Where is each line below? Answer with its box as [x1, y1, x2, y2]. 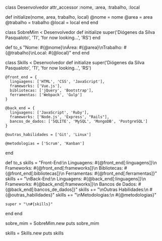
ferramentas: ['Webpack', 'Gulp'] [10, 92, 82, 98]
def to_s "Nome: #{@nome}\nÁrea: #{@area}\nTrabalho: [5, 44, 123, 50]
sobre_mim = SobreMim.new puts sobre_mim [5, 220, 99, 226]
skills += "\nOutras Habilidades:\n [78, 186, 149, 192]
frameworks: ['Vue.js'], [10, 83, 62, 88]
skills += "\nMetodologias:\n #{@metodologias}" [55, 192, 156, 198]
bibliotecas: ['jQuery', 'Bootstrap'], [10, 88, 94, 93]
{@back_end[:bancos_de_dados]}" [5, 186, 78, 192]
